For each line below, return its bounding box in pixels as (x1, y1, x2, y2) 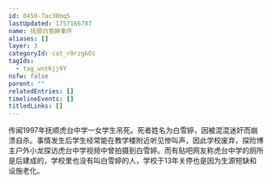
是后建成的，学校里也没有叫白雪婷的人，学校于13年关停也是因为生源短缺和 (8, 155, 257, 166)
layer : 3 (8, 42, 38, 50)
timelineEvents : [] (8, 95, 74, 103)
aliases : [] (8, 34, 49, 43)
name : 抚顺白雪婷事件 (8, 27, 73, 35)
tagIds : (8, 57, 35, 66)
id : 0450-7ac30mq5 (8, 11, 70, 20)
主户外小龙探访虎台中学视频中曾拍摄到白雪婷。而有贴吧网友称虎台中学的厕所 (8, 146, 264, 155)
